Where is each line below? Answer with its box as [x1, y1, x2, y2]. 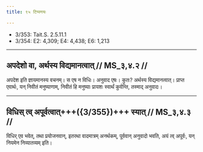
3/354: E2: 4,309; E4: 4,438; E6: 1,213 [14, 37, 110, 44]
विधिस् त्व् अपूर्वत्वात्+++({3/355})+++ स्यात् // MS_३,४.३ [6, 107, 192, 117]
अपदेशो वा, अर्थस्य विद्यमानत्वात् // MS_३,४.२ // [6, 61, 148, 71]
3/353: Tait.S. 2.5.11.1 [14, 31, 66, 38]
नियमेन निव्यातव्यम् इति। [6, 139, 53, 147]
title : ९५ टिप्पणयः [6, 8, 47, 15]
